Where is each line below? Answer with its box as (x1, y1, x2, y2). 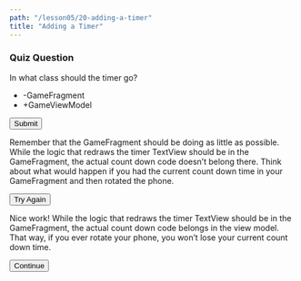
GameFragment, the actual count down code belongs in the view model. (9, 222, 279, 233)
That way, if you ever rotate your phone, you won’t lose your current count (9, 232, 288, 243)
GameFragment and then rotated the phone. (9, 175, 175, 186)
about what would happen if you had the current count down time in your (9, 165, 284, 177)
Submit (14, 119, 38, 128)
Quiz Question (9, 52, 75, 64)
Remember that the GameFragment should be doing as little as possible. (9, 137, 280, 148)
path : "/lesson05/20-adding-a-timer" (9, 13, 153, 23)
